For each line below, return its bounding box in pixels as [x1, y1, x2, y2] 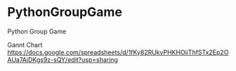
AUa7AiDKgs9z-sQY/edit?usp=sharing [7, 55, 118, 63]
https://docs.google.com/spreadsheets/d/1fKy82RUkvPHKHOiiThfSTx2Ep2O [7, 48, 229, 56]
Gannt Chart [7, 40, 43, 49]
